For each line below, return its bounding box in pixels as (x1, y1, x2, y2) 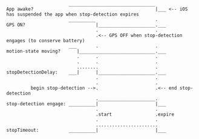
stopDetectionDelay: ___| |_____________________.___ (6, 69, 166, 75)
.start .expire (96, 111, 174, 117)
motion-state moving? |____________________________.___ (6, 48, 166, 54)
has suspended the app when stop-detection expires (6, 11, 139, 17)
